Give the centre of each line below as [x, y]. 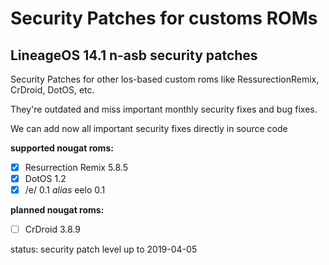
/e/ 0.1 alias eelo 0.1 [65, 190]
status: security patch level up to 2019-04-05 [104, 249]
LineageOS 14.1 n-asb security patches [134, 55]
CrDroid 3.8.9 [52, 229]
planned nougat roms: [57, 210]
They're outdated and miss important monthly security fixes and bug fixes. [164, 109]
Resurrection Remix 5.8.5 [76, 167]
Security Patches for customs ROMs [164, 18]
